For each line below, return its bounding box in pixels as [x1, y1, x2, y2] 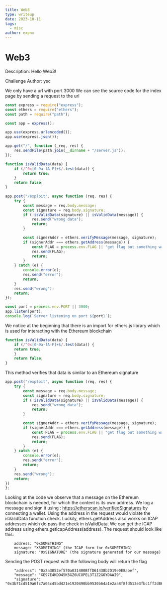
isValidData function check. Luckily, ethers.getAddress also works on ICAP [5, 516, 158, 522]
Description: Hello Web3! [5, 68, 56, 74]
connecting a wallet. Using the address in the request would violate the [5, 510, 151, 516]
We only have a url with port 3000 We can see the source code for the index [5, 88, 162, 94]
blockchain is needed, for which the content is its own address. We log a [5, 500, 154, 506]
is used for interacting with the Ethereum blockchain [5, 328, 112, 334]
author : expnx [5, 30, 35, 35]
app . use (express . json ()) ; [5, 134, 59, 139]
